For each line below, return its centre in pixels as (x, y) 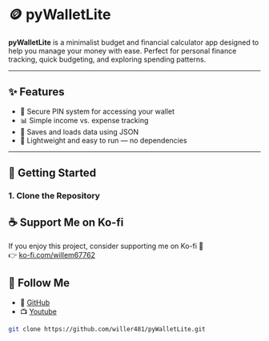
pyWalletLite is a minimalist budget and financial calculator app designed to (134, 42)
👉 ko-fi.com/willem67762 (52, 255)
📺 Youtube (38, 311)
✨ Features (36, 92)
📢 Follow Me (39, 283)
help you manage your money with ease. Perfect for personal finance (122, 50)
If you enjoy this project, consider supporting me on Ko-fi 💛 (106, 246)
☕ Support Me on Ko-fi (66, 223)
